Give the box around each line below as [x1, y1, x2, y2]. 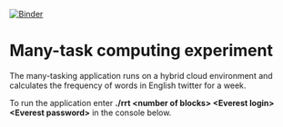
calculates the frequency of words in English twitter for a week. [9, 80, 247, 91]
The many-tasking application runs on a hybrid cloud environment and [9, 70, 273, 81]
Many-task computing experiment [9, 41, 273, 61]
